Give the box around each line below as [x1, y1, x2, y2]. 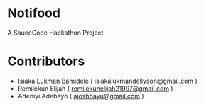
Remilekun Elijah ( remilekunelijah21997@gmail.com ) [17, 84, 173, 93]
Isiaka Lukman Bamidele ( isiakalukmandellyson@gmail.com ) [17, 77, 198, 85]
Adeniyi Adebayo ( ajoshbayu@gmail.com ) [17, 91, 144, 100]
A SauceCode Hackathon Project [7, 28, 104, 37]
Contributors [7, 53, 85, 69]
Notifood [7, 5, 60, 21]
